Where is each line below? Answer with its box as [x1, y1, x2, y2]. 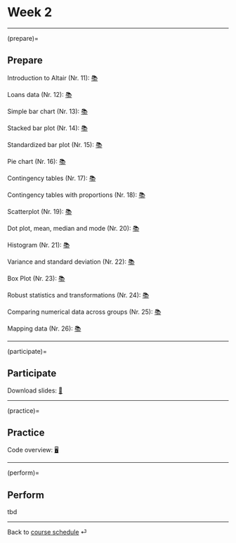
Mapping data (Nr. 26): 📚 [7, 324, 81, 333]
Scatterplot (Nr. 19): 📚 [7, 207, 72, 215]
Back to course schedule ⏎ [7, 528, 87, 537]
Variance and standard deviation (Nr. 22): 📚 [7, 257, 135, 266]
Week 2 [7, 4, 53, 20]
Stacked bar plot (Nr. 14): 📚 [7, 124, 88, 132]
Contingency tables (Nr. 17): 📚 [7, 174, 96, 182]
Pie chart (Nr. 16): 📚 [7, 157, 66, 165]
